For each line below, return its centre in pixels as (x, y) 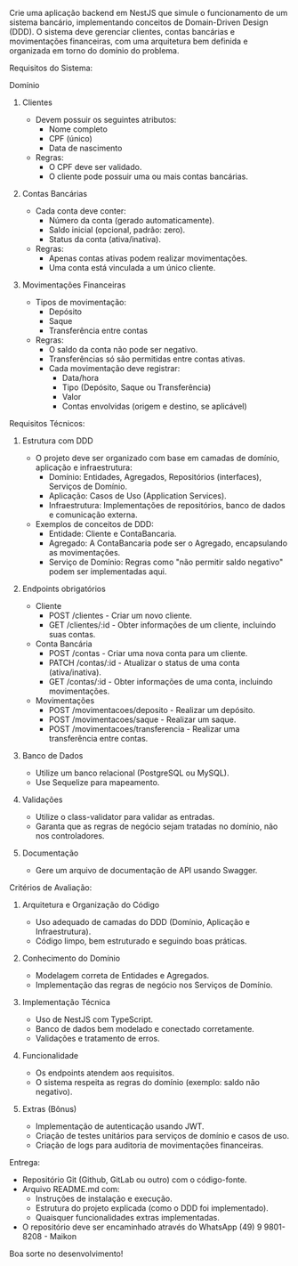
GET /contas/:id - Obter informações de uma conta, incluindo (161, 682)
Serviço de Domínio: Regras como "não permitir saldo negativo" (166, 562)
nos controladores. (70, 836)
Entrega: (24, 1162)
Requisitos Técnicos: (47, 423)
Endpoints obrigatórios (64, 588)
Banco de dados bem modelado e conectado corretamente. (145, 1029)
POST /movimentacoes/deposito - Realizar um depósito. (152, 710)
